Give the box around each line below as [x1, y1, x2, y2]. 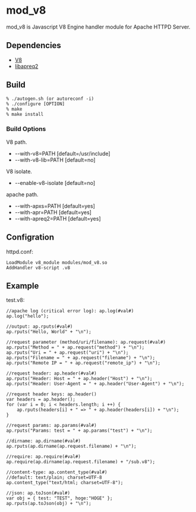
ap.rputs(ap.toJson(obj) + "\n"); [6, 501, 92, 507]
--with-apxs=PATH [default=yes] [14, 202, 95, 209]
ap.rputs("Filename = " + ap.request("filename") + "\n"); [6, 355, 156, 361]
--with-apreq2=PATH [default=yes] [14, 215, 101, 222]
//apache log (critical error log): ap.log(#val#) [6, 308, 134, 314]
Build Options [6, 125, 46, 133]
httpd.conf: [6, 248, 34, 255]
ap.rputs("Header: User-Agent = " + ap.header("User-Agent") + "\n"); [6, 381, 185, 387]
